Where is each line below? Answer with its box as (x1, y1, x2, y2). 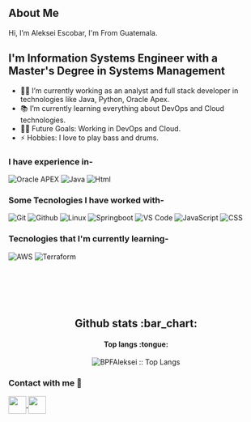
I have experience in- (8, 156, 93, 167)
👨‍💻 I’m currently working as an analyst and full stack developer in (19, 85, 239, 96)
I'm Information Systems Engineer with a (8, 52, 219, 66)
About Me (8, 6, 59, 20)
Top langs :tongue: (104, 339, 168, 349)
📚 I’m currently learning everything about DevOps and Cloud (19, 103, 225, 113)
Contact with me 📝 (8, 377, 83, 389)
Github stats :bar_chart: (74, 316, 198, 330)
